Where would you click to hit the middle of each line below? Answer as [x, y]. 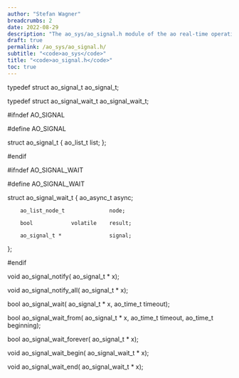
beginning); [24, 325]
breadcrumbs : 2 [30, 21]
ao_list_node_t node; [73, 211]
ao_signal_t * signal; [76, 236]
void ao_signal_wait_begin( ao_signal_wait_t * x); [78, 352]
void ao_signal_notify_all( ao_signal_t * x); [68, 290]
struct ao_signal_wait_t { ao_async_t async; [70, 197]
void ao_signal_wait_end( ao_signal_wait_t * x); [75, 367]
